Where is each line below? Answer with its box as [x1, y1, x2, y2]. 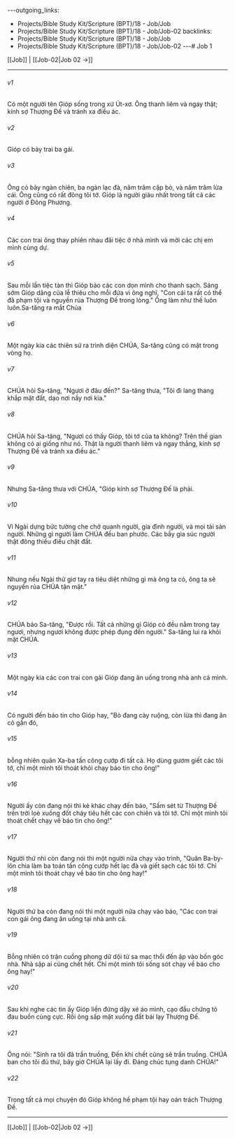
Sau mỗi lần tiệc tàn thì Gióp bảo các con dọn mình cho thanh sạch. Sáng [7, 281, 218, 290]
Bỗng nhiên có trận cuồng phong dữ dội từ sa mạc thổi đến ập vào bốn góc [7, 952, 224, 960]
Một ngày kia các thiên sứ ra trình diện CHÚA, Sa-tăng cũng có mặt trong [7, 341, 219, 350]
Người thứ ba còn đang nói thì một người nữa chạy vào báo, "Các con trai [7, 907, 218, 915]
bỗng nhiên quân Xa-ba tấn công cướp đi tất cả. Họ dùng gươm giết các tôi [7, 756, 224, 765]
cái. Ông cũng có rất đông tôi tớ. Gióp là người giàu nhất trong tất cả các [7, 190, 216, 199]
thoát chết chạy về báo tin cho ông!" [7, 816, 113, 825]
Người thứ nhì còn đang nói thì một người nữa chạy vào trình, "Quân [7, 854, 202, 863]
